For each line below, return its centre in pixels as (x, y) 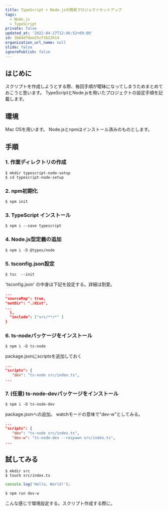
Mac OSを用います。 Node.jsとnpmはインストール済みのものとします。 (79, 130)
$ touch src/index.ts (28, 476)
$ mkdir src (18, 471)
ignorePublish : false (28, 52)
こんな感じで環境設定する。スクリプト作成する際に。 (60, 503)
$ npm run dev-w (22, 493)
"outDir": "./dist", (27, 303)
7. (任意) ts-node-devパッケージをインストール (62, 394)
